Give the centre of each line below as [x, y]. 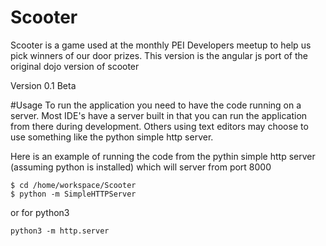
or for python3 [40, 212]
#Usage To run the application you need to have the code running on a [156, 105]
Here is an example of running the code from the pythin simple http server [163, 156]
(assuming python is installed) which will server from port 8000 [141, 167]
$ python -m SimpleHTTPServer [73, 194]
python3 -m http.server [60, 231]
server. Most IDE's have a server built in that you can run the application [159, 115]
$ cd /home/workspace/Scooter [73, 185]
